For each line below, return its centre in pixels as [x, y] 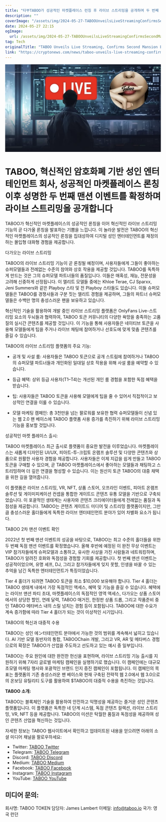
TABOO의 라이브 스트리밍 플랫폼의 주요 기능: [48, 346]
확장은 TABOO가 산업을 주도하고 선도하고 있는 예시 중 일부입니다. [81, 645]
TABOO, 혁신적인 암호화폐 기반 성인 [73, 172]
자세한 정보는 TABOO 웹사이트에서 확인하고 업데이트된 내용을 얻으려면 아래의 [79, 730]
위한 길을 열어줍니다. [30, 477]
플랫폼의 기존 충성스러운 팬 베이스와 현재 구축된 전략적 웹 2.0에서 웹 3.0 [83, 674]
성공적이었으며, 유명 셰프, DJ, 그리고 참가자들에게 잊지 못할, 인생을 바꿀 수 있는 [81, 564]
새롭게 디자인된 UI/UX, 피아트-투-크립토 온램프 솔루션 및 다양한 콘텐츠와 [83, 452]
